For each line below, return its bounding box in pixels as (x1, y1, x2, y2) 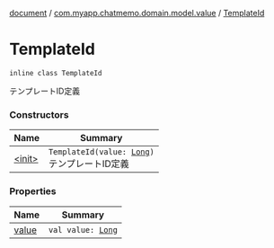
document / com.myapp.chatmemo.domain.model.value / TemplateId (9, 8, 265, 18)
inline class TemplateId (9, 68, 102, 77)
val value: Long (48, 225, 119, 235)
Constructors (9, 108, 69, 120)
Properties (9, 185, 57, 198)
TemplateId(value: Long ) (48, 147, 155, 157)
